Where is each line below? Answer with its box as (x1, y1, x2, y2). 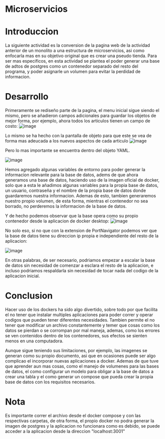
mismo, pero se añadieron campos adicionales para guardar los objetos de (5, 112, 156, 119)
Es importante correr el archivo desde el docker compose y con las (5, 412, 141, 418)
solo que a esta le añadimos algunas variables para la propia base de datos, (5, 183, 159, 188)
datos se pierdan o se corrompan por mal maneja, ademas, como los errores (5, 328, 160, 333)
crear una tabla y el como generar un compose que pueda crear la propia (5, 374, 154, 379)
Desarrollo (5, 91, 49, 102)
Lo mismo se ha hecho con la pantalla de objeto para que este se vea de (5, 133, 152, 139)
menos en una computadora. (5, 338, 64, 344)
